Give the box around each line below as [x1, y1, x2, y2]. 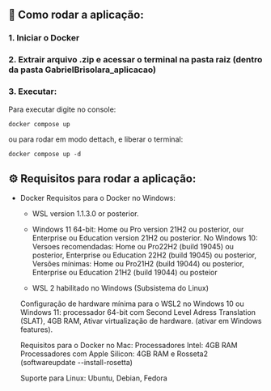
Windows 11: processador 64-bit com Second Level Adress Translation [19, 308, 256, 317]
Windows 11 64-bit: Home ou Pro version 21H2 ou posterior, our [32, 224, 244, 235]
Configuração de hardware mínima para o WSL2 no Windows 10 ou [19, 299, 244, 308]
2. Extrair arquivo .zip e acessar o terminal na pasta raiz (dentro [8, 54, 263, 66]
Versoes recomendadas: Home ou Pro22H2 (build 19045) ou [32, 242, 235, 252]
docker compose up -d [8, 150, 82, 158]
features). [19, 325, 53, 334]
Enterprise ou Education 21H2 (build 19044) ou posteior [32, 268, 218, 278]
